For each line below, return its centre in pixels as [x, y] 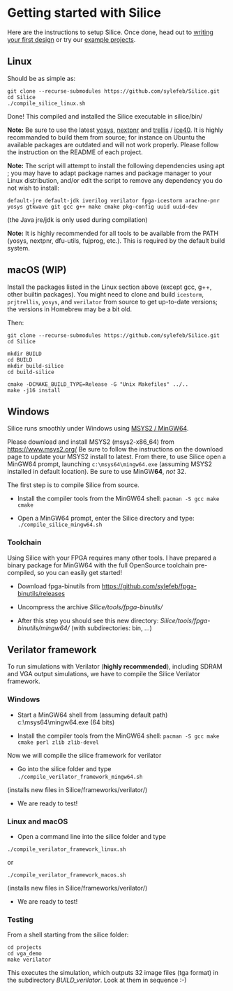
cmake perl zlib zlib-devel [58, 742]
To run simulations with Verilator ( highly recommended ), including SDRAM [115, 666]
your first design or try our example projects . [72, 39]
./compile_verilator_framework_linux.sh [67, 849]
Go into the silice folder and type [64, 768]
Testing [20, 919]
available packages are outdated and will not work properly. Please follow [113, 144]
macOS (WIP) [37, 270]
